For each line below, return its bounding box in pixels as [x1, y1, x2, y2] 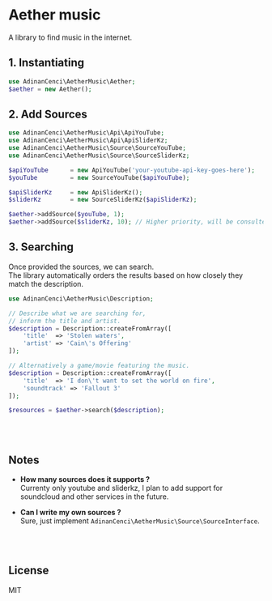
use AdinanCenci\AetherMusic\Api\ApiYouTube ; [8, 129, 164, 137]
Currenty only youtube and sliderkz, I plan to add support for [19, 484, 223, 493]
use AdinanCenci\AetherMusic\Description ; [8, 294, 154, 303]
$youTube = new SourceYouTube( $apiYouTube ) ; [8, 173, 190, 181]
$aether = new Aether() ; [8, 85, 92, 93]
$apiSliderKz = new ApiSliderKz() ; [8, 188, 143, 196]
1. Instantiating [8, 56, 85, 70]
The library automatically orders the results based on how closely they [8, 270, 244, 280]
